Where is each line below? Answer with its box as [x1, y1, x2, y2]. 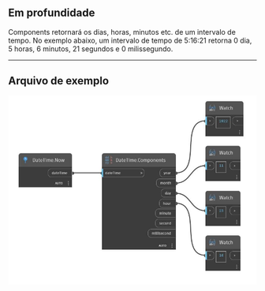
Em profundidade [8, 6, 95, 20]
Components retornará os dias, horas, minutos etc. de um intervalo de [8, 27, 237, 36]
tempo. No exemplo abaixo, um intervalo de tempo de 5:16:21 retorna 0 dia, [8, 35, 252, 45]
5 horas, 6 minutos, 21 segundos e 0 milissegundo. [8, 43, 174, 54]
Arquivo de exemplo [8, 74, 109, 88]
